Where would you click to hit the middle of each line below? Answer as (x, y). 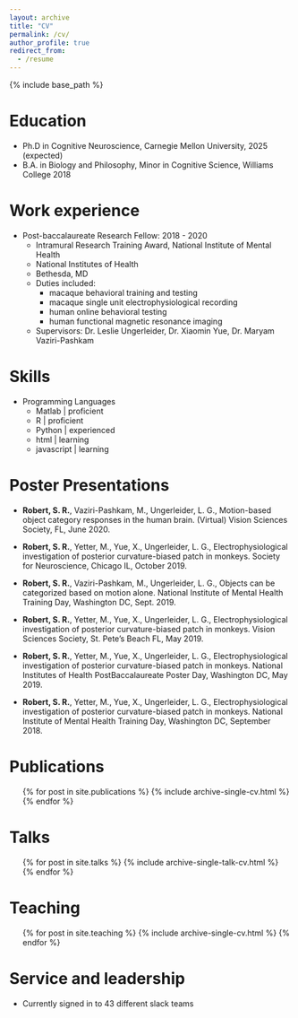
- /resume (35, 59)
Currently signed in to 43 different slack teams (108, 1003)
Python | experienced (75, 430)
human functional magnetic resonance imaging (136, 321)
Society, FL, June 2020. (66, 529)
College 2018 (47, 174)
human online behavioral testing (108, 311)
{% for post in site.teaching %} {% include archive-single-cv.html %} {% (156, 933)
